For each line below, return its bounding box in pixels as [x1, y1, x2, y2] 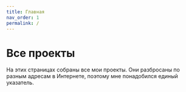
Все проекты [6, 46, 75, 60]
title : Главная [6, 8, 45, 15]
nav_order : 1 [6, 15, 40, 21]
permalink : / [6, 20, 40, 26]
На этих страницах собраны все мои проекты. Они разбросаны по [6, 66, 181, 73]
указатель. [6, 79, 35, 87]
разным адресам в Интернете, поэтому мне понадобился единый [6, 73, 178, 80]
